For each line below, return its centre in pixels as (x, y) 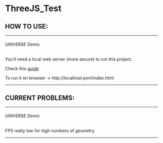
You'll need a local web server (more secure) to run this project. (69, 59)
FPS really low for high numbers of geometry (50, 131)
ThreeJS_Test (33, 8)
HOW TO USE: (27, 26)
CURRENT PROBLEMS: (40, 98)
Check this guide (22, 69)
